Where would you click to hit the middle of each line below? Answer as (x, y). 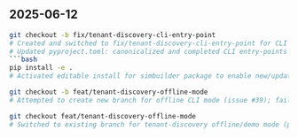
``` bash (24, 60)
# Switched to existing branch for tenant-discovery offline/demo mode (144, 124)
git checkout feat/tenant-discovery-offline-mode (103, 116)
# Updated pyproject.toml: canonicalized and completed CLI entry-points (149, 51)
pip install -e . (41, 68)
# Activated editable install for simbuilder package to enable (130, 76)
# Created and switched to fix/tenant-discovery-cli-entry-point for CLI (149, 43)
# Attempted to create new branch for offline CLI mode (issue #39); (141, 100)
